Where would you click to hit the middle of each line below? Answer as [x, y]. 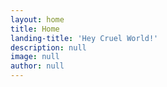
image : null [35, 57]
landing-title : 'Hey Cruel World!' [84, 38]
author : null [37, 66]
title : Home [35, 29]
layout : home [37, 19]
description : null [48, 47]
